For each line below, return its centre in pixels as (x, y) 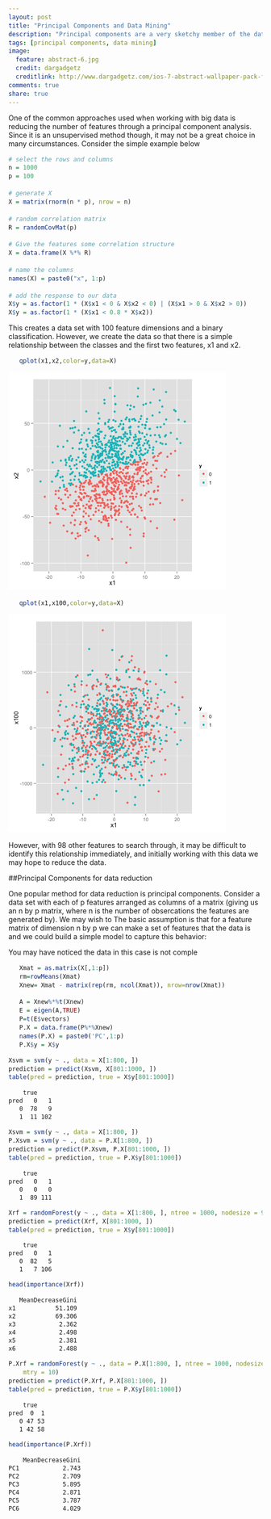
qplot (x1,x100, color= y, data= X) (72, 603)
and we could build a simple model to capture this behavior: (108, 936)
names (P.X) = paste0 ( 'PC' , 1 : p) (72, 1036)
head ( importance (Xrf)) (46, 1285)
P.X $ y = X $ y (39, 1045)
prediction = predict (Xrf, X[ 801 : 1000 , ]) (81, 1221)
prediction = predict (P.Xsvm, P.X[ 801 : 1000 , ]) (90, 1149)
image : (19, 51)
